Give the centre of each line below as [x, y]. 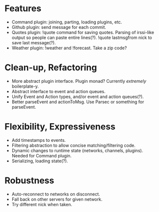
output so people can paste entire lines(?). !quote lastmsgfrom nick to [82, 38]
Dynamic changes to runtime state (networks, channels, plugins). [77, 150]
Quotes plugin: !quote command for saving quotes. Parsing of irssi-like [83, 32]
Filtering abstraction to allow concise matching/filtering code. [73, 145]
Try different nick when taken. [42, 204]
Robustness [29, 180]
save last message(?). [34, 42]
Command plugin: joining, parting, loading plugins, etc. [67, 22]
